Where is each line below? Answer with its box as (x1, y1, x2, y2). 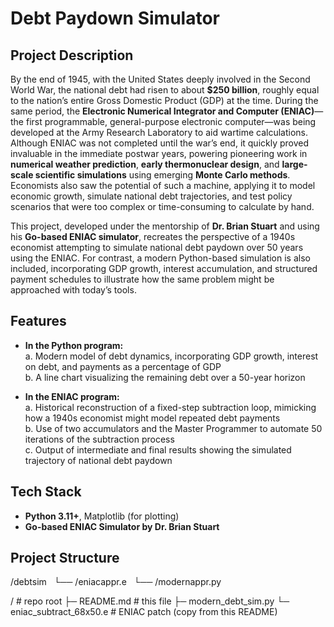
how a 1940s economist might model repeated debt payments (24, 412, 281, 424)
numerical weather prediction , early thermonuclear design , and (10, 158, 280, 170)
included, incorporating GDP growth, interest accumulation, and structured (10, 263, 318, 274)
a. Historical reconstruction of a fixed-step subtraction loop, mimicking (24, 401, 317, 413)
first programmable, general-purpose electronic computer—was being (25, 116, 317, 127)
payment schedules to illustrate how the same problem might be (10, 273, 275, 285)
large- (281, 158, 308, 170)
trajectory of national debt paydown (24, 454, 173, 466)
